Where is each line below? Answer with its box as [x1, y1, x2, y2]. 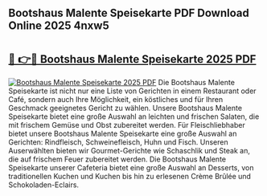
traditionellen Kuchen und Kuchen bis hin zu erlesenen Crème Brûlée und [8, 172, 252, 181]
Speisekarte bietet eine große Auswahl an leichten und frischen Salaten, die [8, 112, 260, 121]
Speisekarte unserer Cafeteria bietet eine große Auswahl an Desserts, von [8, 163, 254, 172]
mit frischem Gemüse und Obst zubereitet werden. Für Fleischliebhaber [8, 120, 245, 129]
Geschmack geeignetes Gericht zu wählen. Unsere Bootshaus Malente [8, 104, 243, 112]
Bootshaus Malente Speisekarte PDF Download [8, 6, 249, 20]
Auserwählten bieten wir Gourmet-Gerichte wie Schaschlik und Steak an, [8, 146, 251, 155]
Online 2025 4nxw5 [8, 19, 110, 33]
